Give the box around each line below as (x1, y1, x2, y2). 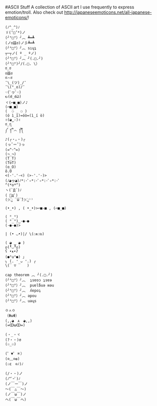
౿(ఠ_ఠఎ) (5, 94, 22, 99)
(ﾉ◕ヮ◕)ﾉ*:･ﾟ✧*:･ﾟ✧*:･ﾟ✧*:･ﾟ (5, 178, 60, 183)
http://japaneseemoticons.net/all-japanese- (64, 9, 152, 15)
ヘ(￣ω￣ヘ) (5, 397, 27, 402)
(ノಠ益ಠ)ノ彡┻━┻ (5, 41, 35, 46)
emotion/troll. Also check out (5, 9, 64, 15)
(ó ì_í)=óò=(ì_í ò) (5, 113, 45, 118)
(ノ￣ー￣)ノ (5, 382, 28, 386)
